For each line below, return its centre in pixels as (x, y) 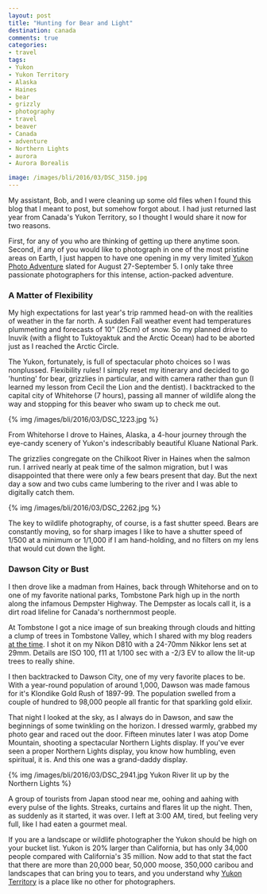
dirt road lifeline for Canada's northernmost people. (93, 612)
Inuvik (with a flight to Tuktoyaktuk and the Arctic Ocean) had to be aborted (132, 338)
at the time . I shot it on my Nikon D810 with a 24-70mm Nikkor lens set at (128, 644)
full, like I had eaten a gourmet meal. (68, 824)
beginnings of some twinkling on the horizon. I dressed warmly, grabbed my (133, 726)
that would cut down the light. (57, 548)
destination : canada (43, 30)
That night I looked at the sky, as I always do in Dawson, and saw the (121, 717)
